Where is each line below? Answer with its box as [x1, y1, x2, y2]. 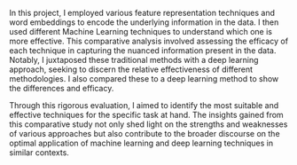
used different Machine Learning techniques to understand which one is [9, 27, 273, 36]
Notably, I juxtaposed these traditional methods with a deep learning [9, 55, 259, 65]
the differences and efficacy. [9, 83, 114, 93]
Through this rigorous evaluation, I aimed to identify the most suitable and [9, 100, 279, 110]
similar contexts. [9, 147, 69, 158]
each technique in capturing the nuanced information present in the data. [9, 45, 277, 56]
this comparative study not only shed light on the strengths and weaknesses [9, 119, 288, 130]
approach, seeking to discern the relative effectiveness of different [9, 64, 254, 75]
